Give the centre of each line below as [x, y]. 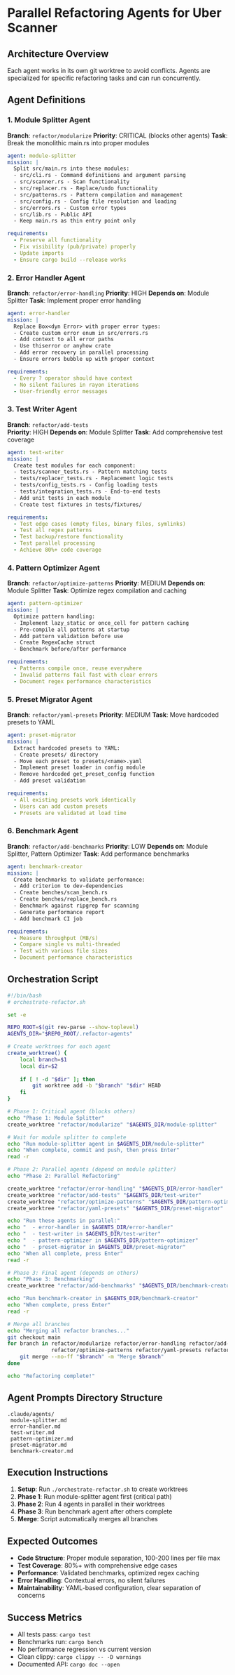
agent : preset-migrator [42, 735]
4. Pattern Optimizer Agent [54, 568]
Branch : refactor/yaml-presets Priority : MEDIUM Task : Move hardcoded [113, 715]
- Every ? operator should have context [73, 378]
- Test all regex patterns [53, 530]
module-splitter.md [39, 1420]
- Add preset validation [50, 781]
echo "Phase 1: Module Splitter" [56, 1118]
